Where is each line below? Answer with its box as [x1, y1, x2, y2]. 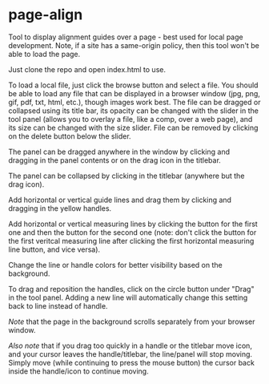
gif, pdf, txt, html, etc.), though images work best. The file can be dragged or [8, 97, 261, 107]
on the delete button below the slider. [8, 131, 131, 141]
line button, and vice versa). [8, 245, 101, 254]
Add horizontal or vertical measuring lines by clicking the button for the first [8, 219, 258, 228]
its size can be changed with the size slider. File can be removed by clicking [8, 123, 259, 132]
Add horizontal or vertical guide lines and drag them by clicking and [8, 195, 232, 204]
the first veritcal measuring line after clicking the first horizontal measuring [8, 236, 255, 245]
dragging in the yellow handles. [8, 203, 112, 213]
